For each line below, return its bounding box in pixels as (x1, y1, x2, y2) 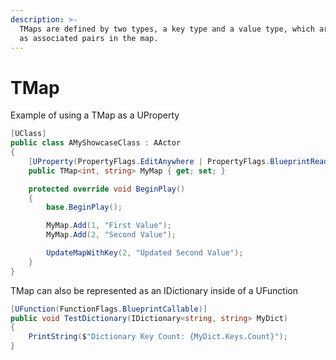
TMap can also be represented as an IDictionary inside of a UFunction (10, 284, 298, 296)
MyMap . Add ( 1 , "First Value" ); (46, 221, 172, 231)
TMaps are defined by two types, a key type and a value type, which (19, 24, 315, 34)
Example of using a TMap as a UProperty (10, 109, 180, 121)
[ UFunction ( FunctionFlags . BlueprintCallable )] (10, 304, 208, 314)
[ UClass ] (10, 129, 47, 139)
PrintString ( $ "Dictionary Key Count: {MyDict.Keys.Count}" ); (28, 332, 288, 342)
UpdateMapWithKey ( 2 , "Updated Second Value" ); (46, 248, 244, 258)
